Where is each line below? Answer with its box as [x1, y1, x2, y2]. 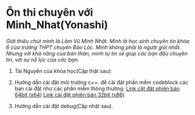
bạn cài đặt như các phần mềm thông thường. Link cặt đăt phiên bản [14, 85, 180, 92]
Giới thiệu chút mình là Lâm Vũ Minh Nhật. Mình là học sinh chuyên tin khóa [6, 37, 190, 44]
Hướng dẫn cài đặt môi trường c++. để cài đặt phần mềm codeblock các [14, 79, 189, 86]
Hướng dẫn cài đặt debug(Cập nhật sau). [14, 102, 113, 109]
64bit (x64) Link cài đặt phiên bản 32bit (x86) [14, 91, 125, 98]
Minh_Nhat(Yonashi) [6, 18, 108, 32]
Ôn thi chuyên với [6, 6, 94, 19]
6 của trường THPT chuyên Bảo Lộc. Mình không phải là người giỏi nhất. [6, 44, 182, 51]
